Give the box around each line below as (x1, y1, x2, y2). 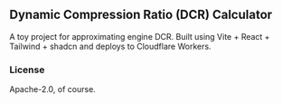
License (9, 63, 45, 76)
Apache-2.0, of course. (9, 84, 97, 95)
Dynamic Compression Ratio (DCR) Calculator (9, 7, 273, 23)
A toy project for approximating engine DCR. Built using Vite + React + (9, 31, 270, 42)
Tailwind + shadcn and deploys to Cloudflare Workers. (9, 41, 211, 51)
